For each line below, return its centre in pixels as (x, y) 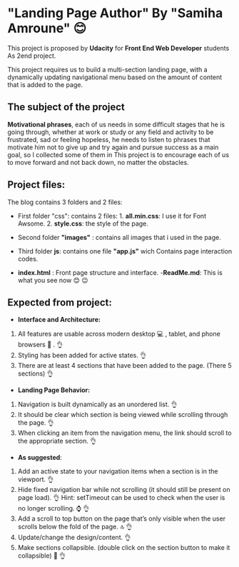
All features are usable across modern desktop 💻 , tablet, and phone (119, 334)
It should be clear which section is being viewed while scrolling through (123, 415)
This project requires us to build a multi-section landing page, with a (108, 69)
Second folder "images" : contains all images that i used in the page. (119, 237)
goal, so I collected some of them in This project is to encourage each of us (118, 154)
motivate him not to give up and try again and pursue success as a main (113, 147)
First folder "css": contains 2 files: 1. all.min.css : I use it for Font (112, 216)
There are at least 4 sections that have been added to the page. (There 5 (124, 366)
